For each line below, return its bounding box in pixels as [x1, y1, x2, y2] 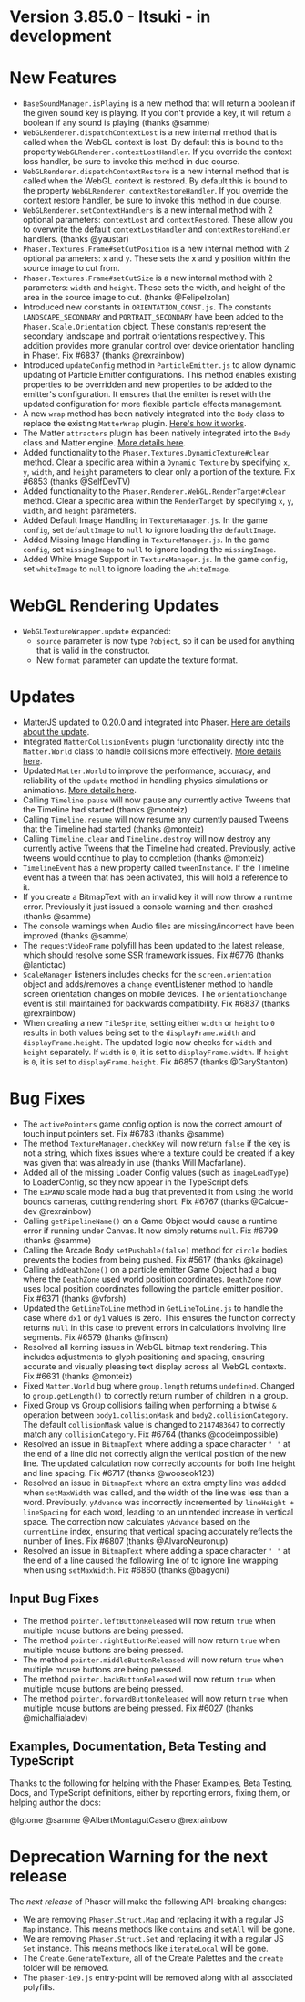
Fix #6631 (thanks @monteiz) [22, 1370, 133, 1381]
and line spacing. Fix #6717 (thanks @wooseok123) [22, 1467, 216, 1478]
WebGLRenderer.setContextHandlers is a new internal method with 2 [22, 204, 273, 215]
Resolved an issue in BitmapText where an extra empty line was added [22, 1477, 287, 1488]
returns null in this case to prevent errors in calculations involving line [22, 1322, 287, 1333]
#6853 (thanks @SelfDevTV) [22, 477, 131, 487]
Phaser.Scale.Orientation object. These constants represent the [22, 321, 267, 332]
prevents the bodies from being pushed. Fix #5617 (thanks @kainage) [22, 1253, 284, 1265]
